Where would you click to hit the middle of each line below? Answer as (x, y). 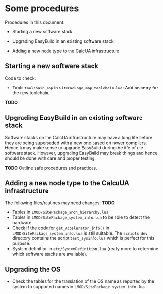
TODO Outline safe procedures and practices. (51, 168)
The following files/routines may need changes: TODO (60, 203)
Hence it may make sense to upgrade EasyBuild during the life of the (74, 147)
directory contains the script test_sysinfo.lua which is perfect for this (83, 238)
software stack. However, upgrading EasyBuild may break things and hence (81, 153)
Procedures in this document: (35, 22)
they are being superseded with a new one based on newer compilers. (76, 143)
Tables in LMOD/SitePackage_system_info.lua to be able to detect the (81, 217)
